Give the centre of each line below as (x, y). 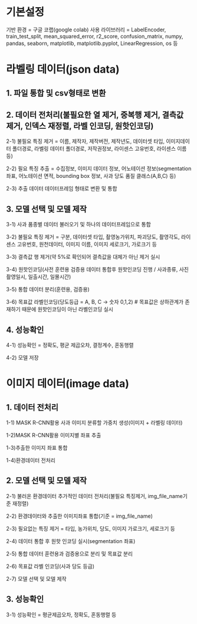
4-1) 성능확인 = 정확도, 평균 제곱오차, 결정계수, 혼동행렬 (70, 345)
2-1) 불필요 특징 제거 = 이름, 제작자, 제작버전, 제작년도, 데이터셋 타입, (86, 141)
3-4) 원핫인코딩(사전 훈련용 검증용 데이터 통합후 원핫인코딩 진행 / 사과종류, (92, 269)
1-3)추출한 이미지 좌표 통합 (37, 447)
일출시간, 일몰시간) (50, 277)
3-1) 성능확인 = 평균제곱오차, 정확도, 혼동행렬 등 (61, 615)
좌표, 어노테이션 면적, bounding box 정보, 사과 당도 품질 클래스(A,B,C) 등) (91, 176)
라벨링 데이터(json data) (63, 69)
